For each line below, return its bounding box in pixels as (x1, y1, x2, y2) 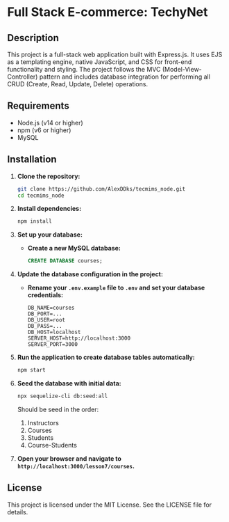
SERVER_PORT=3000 (27, 341, 78, 348)
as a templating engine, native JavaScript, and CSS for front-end (7, 58, 192, 66)
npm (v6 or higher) (17, 126, 71, 134)
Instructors (27, 418, 59, 427)
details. (7, 507, 28, 516)
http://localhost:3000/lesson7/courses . (17, 461, 135, 470)
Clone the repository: (17, 172, 80, 180)
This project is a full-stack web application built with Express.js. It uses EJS (7, 50, 223, 58)
